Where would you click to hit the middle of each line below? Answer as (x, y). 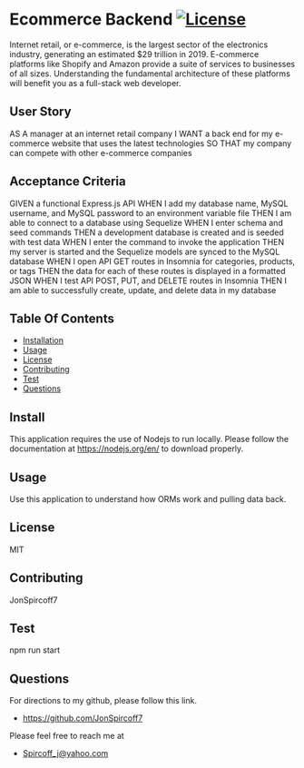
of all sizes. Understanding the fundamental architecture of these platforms (150, 74)
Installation (43, 340)
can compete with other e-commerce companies (101, 153)
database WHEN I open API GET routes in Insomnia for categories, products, (152, 261)
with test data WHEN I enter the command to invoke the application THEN (147, 241)
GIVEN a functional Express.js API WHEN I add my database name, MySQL (149, 203)
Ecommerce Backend (91, 20)
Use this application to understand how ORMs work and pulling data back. (148, 499)
